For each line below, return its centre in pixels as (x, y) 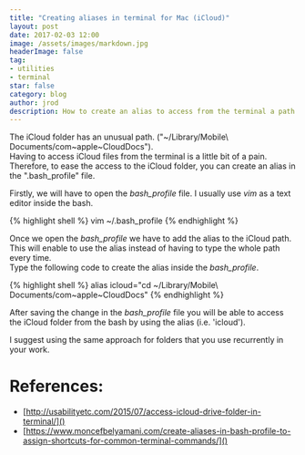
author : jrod (34, 103)
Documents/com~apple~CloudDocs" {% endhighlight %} (117, 295)
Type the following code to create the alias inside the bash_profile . (134, 268)
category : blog (38, 94)
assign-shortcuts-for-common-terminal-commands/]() (125, 441)
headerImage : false (46, 52)
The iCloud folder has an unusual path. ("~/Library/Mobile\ (119, 137)
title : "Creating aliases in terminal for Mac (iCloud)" (120, 18)
